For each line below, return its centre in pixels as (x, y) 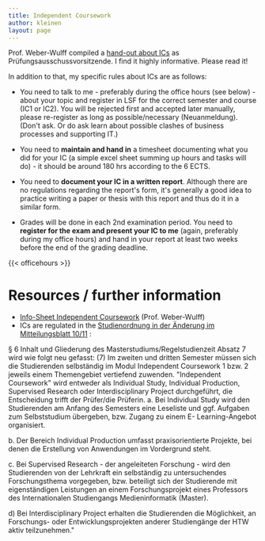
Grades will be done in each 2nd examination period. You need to (126, 222)
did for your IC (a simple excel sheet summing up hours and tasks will (133, 158)
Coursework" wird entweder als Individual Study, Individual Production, (124, 383)
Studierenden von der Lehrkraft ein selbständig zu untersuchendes (117, 473)
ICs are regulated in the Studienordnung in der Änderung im (117, 325)
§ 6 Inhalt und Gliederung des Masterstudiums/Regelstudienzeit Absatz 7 (127, 349)
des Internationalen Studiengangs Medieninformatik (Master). (108, 498)
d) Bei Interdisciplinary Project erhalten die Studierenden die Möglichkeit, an (132, 513)
